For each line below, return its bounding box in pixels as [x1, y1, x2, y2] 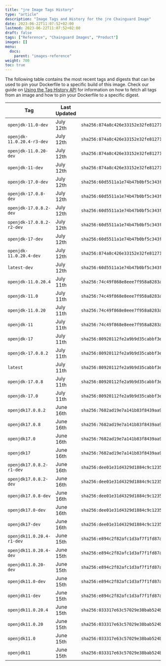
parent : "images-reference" [14, 53, 72, 59]
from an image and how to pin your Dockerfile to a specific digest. [5, 92, 140, 98]
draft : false [5, 30, 32, 35]
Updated [55, 110, 77, 117]
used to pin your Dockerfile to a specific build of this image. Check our [5, 81, 149, 87]
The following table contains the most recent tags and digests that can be [5, 76, 155, 82]
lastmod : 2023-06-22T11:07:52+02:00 [5, 26, 81, 31]
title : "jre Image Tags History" [5, 7, 74, 12]
